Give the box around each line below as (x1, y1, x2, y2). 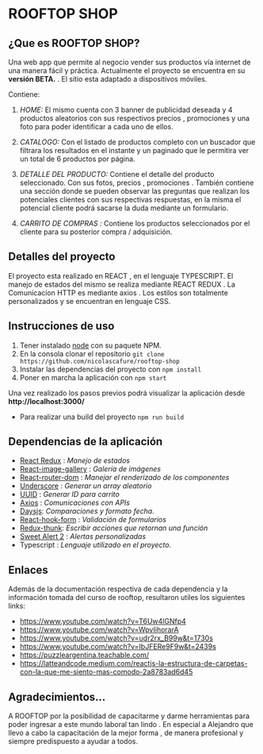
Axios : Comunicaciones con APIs (19, 498, 131, 508)
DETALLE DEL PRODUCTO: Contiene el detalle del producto (19, 170, 215, 179)
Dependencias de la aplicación (8, 435, 163, 448)
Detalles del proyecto (8, 250, 116, 264)
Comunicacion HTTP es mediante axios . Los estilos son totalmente (8, 287, 228, 298)
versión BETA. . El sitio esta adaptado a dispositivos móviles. (8, 75, 208, 83)
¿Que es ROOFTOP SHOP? (8, 37, 140, 50)
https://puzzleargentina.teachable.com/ (19, 650, 149, 660)
